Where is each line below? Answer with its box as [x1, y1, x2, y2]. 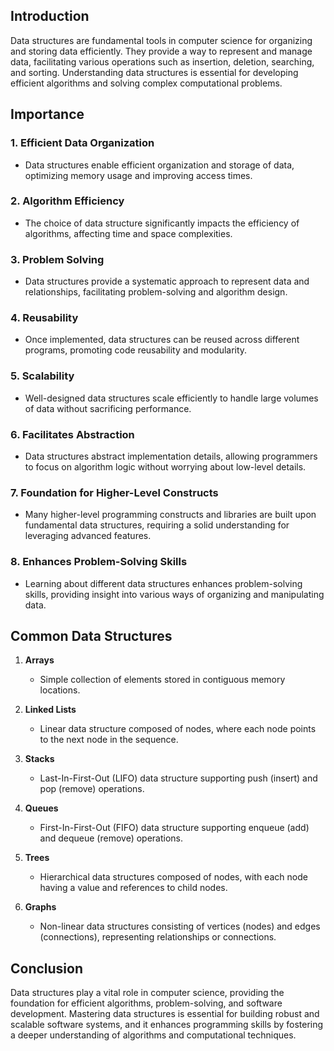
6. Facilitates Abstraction [10, 427, 135, 441]
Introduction [10, 8, 90, 25]
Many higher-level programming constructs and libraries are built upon [24, 509, 317, 521]
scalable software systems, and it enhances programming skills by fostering [10, 1019, 324, 1031]
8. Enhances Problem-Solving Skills [10, 555, 188, 569]
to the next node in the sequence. [39, 734, 179, 746]
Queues [24, 802, 59, 814]
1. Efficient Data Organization [10, 136, 155, 150]
